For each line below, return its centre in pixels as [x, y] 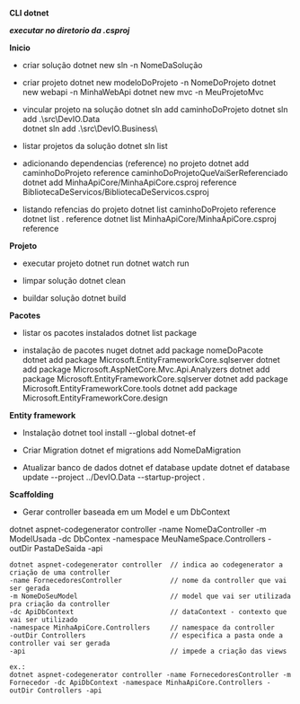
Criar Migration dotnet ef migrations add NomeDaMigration [132, 450]
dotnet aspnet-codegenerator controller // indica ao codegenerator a [146, 565]
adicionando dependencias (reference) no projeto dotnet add [136, 163]
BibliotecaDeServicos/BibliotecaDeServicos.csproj [115, 192]
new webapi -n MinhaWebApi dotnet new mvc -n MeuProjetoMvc [143, 92]
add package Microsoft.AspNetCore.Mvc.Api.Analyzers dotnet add [146, 369]
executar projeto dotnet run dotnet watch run [106, 263]
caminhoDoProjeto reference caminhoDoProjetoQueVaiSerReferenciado [155, 173]
